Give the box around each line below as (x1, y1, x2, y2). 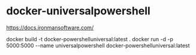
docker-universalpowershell (6, 4, 151, 18)
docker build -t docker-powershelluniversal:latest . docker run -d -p (6, 35, 174, 42)
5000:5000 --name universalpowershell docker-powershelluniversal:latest (6, 42, 190, 49)
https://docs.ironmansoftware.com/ (6, 24, 94, 31)
